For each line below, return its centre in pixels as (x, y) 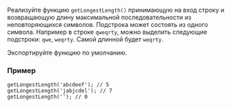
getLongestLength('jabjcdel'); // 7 (60, 91)
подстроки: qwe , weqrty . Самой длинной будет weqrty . (85, 39)
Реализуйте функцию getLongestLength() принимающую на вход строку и (116, 10)
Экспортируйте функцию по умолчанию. (67, 52)
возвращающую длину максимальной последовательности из (99, 17)
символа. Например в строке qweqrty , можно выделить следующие (107, 32)
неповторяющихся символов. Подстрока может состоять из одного (108, 25)
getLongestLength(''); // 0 (48, 97)
